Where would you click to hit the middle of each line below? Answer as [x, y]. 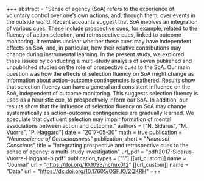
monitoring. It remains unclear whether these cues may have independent [99, 41]
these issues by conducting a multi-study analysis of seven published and [99, 61]
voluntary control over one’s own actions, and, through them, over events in [101, 15]
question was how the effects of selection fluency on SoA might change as [100, 74]
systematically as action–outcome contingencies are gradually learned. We [100, 113]
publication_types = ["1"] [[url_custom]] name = [127, 158]
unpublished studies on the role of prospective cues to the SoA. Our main [98, 67]
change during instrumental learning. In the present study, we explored [95, 54]
